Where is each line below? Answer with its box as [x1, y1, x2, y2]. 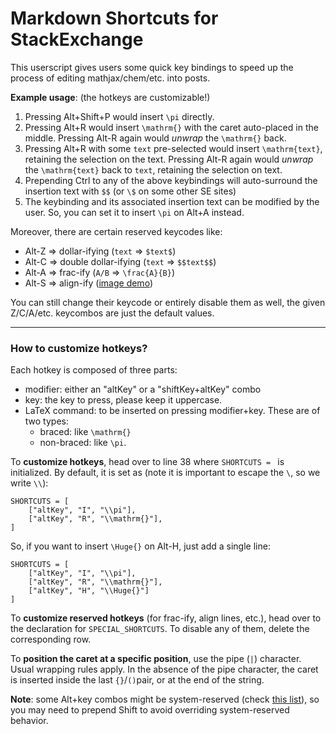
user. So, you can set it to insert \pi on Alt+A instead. [24, 206, 245, 218]
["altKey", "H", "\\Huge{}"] [28, 586, 150, 596]
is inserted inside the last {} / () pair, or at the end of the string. [10, 674, 265, 686]
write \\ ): [10, 477, 49, 489]
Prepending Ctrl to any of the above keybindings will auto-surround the [24, 174, 318, 186]
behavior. [10, 715, 49, 727]
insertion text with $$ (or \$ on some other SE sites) [24, 185, 237, 197]
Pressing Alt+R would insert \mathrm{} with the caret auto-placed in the [24, 121, 319, 133]
